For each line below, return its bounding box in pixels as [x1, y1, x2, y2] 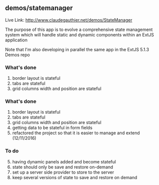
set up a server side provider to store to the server [12, 169, 114, 175]
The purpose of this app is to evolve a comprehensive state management [5, 27, 153, 32]
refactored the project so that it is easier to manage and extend [12, 130, 140, 136]
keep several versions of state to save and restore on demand [12, 174, 137, 180]
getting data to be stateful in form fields [12, 125, 93, 131]
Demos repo [5, 52, 30, 58]
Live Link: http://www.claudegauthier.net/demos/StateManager [5, 17, 132, 23]
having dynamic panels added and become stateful [12, 158, 116, 164]
